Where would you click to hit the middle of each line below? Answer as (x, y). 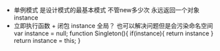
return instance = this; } (47, 40)
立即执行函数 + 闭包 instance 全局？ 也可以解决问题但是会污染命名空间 (113, 26)
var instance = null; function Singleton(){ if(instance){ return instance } (113, 33)
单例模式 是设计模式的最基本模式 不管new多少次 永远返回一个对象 (107, 10)
